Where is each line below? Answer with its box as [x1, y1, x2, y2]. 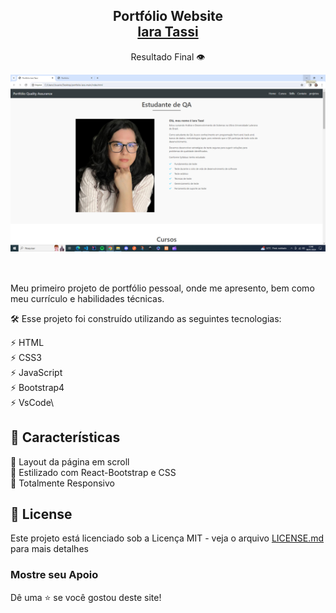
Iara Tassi [137, 24, 199, 41]
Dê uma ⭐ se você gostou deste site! [10, 591, 162, 603]
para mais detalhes [10, 543, 89, 555]
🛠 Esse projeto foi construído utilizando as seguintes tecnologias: [10, 312, 282, 324]
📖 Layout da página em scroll [10, 455, 130, 468]
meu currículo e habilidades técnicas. [10, 292, 165, 304]
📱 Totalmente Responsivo [10, 477, 115, 489]
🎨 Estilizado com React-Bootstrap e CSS [10, 466, 177, 478]
